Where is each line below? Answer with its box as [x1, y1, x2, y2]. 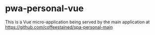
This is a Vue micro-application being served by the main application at [5, 19, 150, 25]
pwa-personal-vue [5, 3, 84, 14]
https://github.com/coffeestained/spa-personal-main [5, 24, 113, 30]
